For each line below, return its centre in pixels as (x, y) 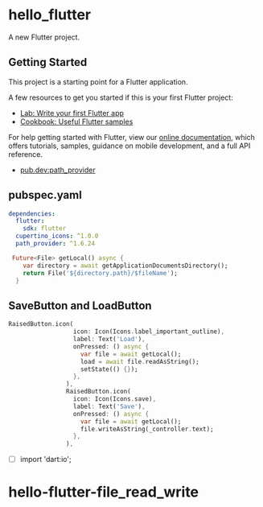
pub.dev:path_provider (58, 170)
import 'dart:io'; (45, 460)
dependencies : (32, 214)
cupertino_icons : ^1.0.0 (57, 236)
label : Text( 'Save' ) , (109, 406)
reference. (25, 154)
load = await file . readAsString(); (140, 361)
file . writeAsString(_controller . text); (147, 429)
